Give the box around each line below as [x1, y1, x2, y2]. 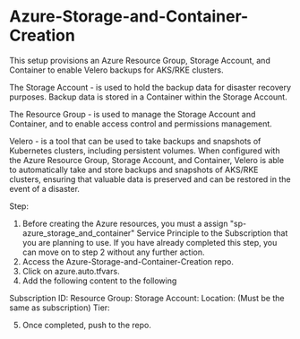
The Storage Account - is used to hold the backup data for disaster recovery [9, 82, 292, 92]
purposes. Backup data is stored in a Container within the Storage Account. [9, 91, 288, 102]
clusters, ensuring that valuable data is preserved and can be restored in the [9, 173, 291, 185]
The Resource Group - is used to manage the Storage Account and [9, 109, 256, 119]
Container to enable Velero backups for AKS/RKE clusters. [9, 65, 224, 75]
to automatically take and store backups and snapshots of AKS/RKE [9, 164, 259, 175]
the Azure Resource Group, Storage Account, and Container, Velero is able [9, 154, 285, 165]
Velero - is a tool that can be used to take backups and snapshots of [9, 135, 261, 146]
